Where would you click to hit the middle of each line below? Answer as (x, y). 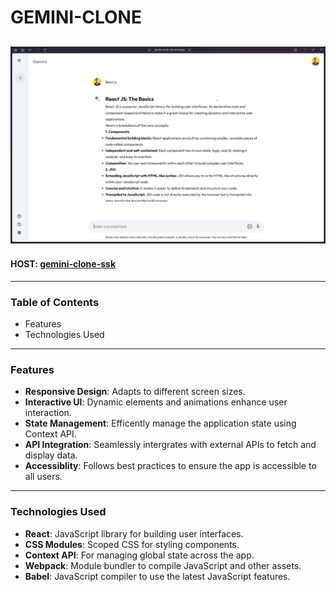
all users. (43, 477)
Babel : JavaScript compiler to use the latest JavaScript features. (157, 576)
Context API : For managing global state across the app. (139, 555)
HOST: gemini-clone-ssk (63, 264)
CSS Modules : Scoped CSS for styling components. (132, 544)
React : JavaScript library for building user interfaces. (134, 533)
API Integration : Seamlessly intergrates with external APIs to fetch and (170, 445)
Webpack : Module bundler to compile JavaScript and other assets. (163, 565)
